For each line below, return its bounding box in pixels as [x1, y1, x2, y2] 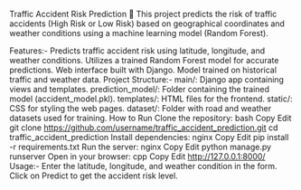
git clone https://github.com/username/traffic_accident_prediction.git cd [9, 122, 278, 133]
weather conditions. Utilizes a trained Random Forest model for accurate [9, 55, 279, 65]
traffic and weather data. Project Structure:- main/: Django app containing [9, 74, 285, 85]
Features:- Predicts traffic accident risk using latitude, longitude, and [9, 45, 265, 56]
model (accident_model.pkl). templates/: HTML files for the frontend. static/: [9, 93, 293, 104]
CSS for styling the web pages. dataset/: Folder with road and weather [9, 103, 272, 113]
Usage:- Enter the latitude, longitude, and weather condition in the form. [9, 161, 277, 171]
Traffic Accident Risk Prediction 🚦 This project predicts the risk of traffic [9, 9, 277, 19]
